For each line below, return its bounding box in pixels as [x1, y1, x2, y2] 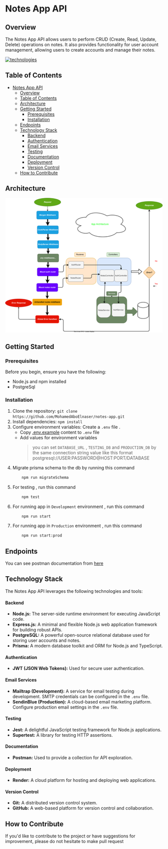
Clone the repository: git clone [12, 408, 77, 414]
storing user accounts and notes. [12, 637, 81, 643]
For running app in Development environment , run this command [12, 503, 144, 510]
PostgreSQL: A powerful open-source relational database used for [12, 632, 150, 638]
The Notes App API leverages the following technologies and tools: [5, 588, 143, 594]
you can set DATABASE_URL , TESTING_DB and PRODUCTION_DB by [32, 444, 156, 450]
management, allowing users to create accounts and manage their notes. [5, 47, 156, 53]
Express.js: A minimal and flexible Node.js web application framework [12, 621, 157, 627]
